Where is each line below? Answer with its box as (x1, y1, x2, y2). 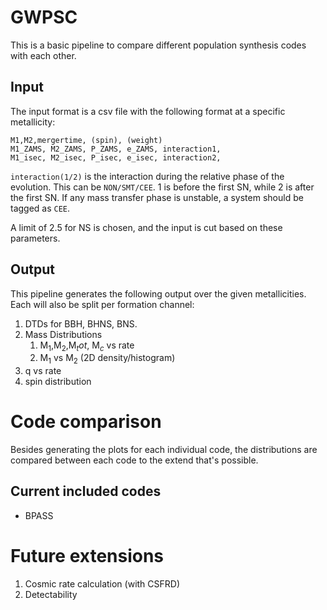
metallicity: (10, 116, 56, 128)
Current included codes (10, 483, 162, 500)
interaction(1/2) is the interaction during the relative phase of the (10, 170, 285, 182)
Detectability (24, 588, 78, 600)
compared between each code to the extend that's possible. (10, 454, 259, 466)
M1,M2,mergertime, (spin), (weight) (10, 135, 163, 145)
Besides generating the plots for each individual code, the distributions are (10, 444, 318, 456)
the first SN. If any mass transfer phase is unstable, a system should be (10, 191, 304, 203)
